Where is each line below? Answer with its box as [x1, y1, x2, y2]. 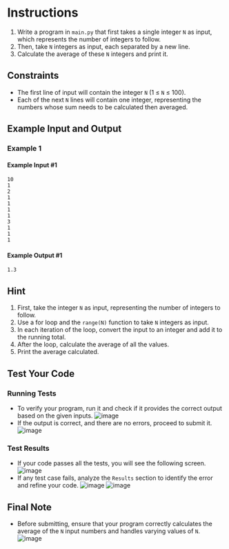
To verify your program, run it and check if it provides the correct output [17, 404, 223, 412]
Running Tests [7, 389, 57, 398]
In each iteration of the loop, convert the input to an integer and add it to [17, 326, 223, 334]
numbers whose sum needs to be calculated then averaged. [17, 102, 188, 111]
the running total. [17, 333, 66, 342]
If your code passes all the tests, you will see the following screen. [17, 459, 206, 467]
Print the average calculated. [17, 348, 99, 356]
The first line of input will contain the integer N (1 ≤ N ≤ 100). [17, 88, 186, 96]
